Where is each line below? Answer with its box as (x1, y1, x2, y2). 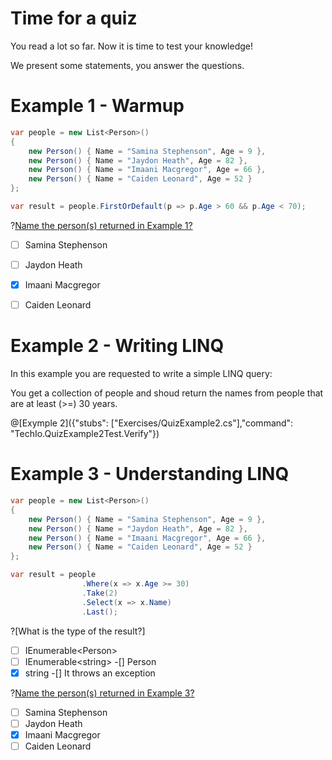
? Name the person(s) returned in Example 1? (10, 219, 193, 231)
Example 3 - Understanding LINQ (10, 463, 290, 486)
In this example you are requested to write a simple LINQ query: (10, 368, 273, 380)
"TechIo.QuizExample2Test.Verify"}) (10, 428, 160, 440)
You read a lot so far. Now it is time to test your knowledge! (10, 40, 254, 52)
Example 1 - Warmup (10, 95, 185, 117)
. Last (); (81, 607, 118, 617)
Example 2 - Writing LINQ (10, 335, 225, 357)
